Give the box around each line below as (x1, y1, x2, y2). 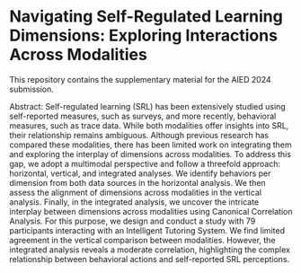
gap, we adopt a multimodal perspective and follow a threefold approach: (9, 158, 281, 169)
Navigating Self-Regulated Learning (9, 6, 283, 27)
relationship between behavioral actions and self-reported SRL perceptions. (9, 253, 290, 264)
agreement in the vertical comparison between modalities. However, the (9, 234, 276, 245)
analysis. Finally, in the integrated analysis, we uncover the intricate (9, 196, 259, 207)
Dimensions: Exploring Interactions (9, 25, 279, 46)
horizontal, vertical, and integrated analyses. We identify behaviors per (9, 168, 271, 179)
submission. (9, 84, 54, 94)
